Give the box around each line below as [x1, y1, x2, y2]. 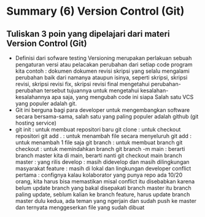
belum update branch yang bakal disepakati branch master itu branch [15, 185, 191, 191]
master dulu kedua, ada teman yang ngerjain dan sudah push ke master [15, 197, 197, 204]
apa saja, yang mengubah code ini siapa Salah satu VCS [51, 94, 194, 100]
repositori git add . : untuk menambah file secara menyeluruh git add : [15, 133, 192, 139]
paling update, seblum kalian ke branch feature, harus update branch [15, 191, 190, 198]
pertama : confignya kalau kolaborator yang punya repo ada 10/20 [15, 171, 183, 178]
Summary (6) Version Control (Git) [6, 4, 185, 18]
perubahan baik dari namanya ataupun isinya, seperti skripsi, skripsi [15, 74, 188, 81]
